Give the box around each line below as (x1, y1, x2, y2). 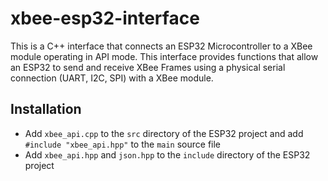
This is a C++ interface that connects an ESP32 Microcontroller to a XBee (10, 40, 313, 52)
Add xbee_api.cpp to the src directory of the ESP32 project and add (24, 127, 304, 139)
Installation (10, 101, 82, 118)
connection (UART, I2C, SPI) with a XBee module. (10, 72, 214, 84)
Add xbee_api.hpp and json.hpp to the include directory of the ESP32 (24, 148, 311, 161)
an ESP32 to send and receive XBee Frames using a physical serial (10, 61, 286, 73)
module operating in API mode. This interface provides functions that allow (10, 50, 319, 62)
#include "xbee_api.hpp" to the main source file (24, 138, 222, 150)
